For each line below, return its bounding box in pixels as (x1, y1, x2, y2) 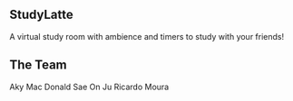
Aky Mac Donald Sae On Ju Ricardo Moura (9, 81, 170, 92)
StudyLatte (9, 7, 74, 23)
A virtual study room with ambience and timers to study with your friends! (9, 31, 285, 41)
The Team (9, 58, 68, 73)
